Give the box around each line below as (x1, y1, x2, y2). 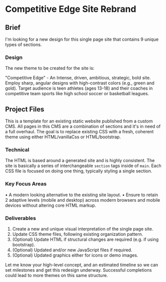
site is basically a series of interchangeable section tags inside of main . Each (5, 163, 162, 169)
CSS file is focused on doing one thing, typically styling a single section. (5, 168, 153, 174)
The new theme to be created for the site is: (5, 65, 95, 71)
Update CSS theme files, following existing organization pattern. (12, 231, 143, 237)
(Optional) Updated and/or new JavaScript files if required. (12, 247, 132, 253)
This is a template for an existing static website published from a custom (5, 118, 153, 124)
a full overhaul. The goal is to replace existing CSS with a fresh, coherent (5, 129, 154, 135)
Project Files (5, 105, 45, 113)
